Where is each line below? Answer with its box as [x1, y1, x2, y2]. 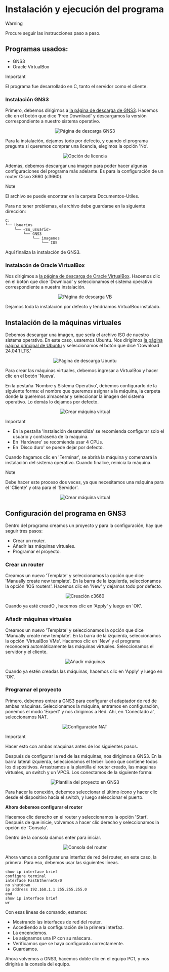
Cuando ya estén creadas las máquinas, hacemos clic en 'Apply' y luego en [5, 668, 163, 674]
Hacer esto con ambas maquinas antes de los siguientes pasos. [5, 743, 138, 749]
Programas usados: [5, 45, 68, 54]
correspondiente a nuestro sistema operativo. [5, 118, 100, 125]
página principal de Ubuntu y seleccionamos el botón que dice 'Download [5, 343, 159, 349]
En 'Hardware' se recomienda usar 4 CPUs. [12, 439, 104, 445]
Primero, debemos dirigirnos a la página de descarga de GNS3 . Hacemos [5, 107, 158, 113]
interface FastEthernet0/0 [5, 878, 62, 883]
